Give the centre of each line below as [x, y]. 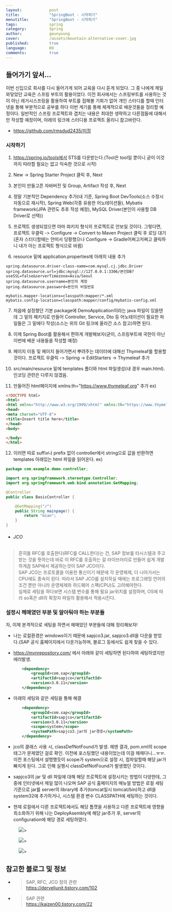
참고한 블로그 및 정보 [36, 869]
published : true [32, 43]
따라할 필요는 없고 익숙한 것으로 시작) [60, 163]
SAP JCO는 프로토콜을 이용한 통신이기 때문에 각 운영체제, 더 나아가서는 [89, 572]
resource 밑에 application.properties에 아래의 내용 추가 [69, 256]
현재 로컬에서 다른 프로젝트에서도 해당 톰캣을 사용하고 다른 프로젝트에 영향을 [89, 807]
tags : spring [34, 24]
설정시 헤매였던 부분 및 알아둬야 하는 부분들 [55, 613]
